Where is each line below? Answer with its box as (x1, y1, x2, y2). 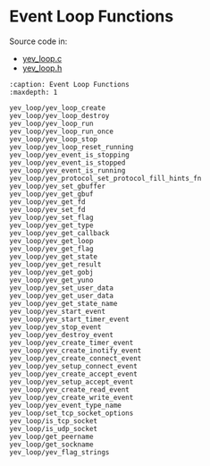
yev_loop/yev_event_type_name (9, 401, 122, 410)
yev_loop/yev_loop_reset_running (9, 142, 134, 151)
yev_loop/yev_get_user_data (9, 291, 114, 301)
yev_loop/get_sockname (9, 440, 94, 449)
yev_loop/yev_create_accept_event (9, 369, 139, 378)
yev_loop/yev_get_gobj (9, 267, 94, 276)
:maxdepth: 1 (9, 88, 58, 97)
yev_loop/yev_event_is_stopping (9, 150, 130, 159)
